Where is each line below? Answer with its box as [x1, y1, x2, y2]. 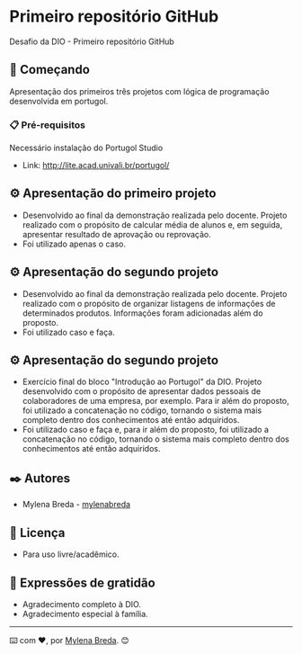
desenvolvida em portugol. [9, 95, 109, 106]
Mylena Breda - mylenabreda [22, 499, 131, 510]
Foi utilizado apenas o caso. [22, 238, 126, 249]
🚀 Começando [9, 62, 90, 77]
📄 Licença [9, 524, 66, 541]
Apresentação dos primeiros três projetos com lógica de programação [9, 85, 270, 96]
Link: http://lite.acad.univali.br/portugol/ [22, 160, 170, 171]
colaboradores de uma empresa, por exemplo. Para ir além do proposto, [22, 396, 289, 407]
